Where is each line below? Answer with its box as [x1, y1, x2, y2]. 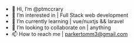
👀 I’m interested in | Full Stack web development [11, 12, 129, 19]
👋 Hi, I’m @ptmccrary [11, 6, 63, 12]
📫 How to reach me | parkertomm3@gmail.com [11, 31, 128, 37]
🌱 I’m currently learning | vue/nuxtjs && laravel [11, 18, 124, 24]
